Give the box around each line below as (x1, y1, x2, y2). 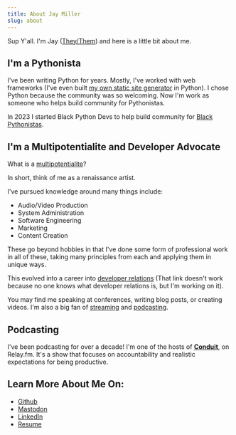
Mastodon (17, 404, 48, 413)
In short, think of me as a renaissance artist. (7, 174, 136, 182)
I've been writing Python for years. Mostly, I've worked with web (7, 76, 196, 85)
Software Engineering (17, 216, 82, 225)
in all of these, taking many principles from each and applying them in (7, 253, 212, 261)
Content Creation (17, 231, 69, 240)
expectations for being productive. (7, 357, 109, 366)
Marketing (17, 224, 48, 232)
